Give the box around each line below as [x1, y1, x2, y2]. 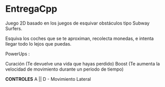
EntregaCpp [5, 3, 58, 15]
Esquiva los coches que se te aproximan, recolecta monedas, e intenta [5, 35, 154, 41]
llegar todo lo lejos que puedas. [5, 40, 72, 47]
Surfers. [5, 25, 22, 31]
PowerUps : [5, 51, 30, 57]
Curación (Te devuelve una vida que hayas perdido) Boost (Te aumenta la [5, 60, 160, 67]
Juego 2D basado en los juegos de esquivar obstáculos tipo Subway [5, 20, 150, 26]
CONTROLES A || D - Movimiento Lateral [5, 76, 91, 82]
